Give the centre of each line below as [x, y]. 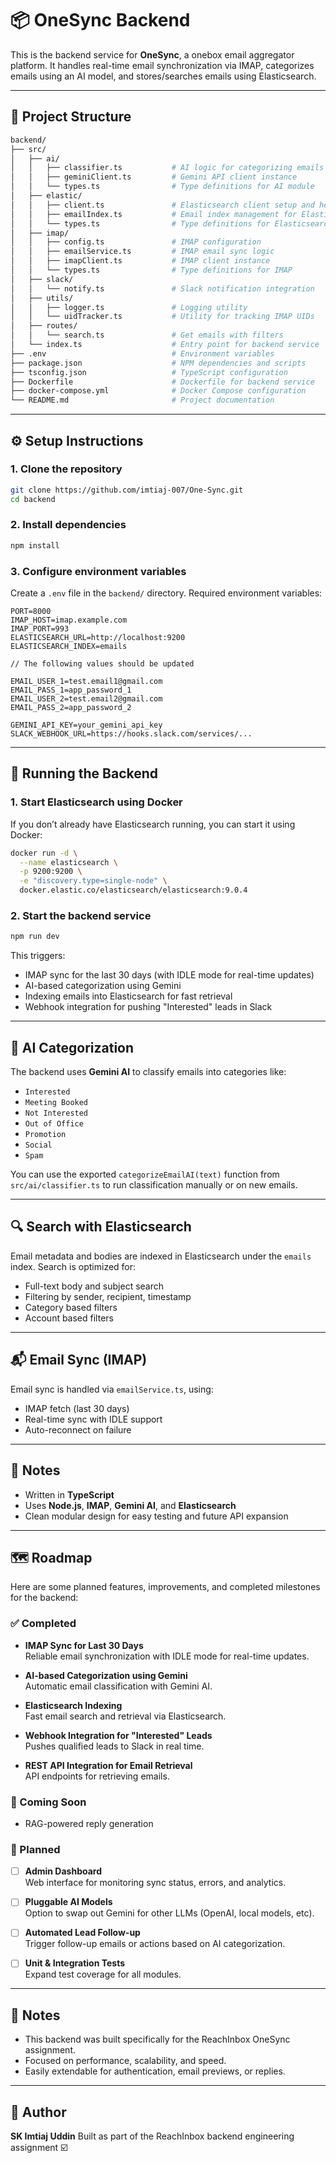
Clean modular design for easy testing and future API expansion [156, 1516]
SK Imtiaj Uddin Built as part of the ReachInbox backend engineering [152, 2136]
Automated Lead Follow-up [82, 1933]
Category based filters [71, 1307]
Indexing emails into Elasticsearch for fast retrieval [128, 996]
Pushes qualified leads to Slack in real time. [114, 1746]
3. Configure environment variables [98, 571]
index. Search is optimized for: [73, 1266]
